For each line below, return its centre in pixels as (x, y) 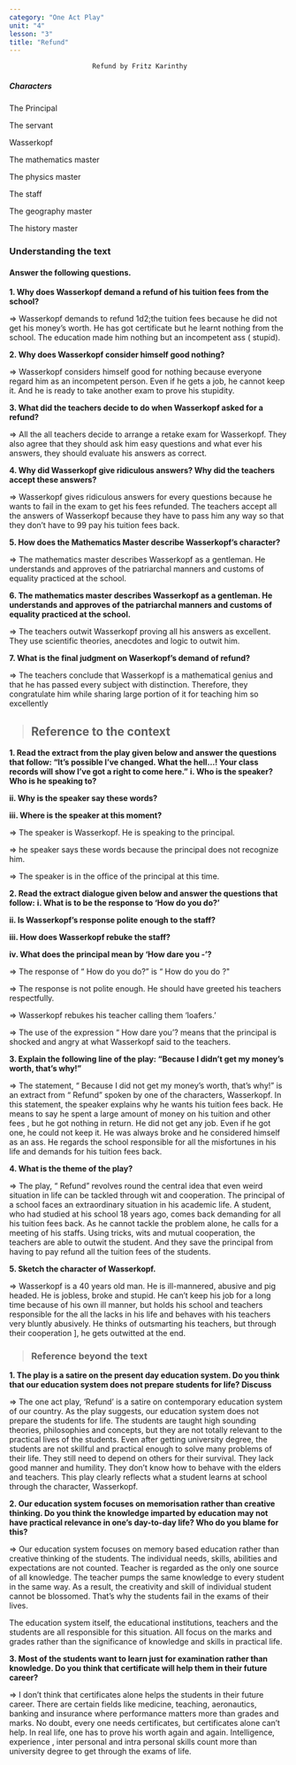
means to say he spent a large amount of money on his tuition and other (140, 1114)
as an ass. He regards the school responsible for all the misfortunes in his (143, 1142)
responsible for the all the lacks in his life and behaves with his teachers (140, 1314)
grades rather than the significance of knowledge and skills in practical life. (146, 1642)
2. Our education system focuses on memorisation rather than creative (142, 1504)
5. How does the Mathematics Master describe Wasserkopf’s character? (145, 542)
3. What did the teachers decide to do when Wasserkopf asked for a (136, 408)
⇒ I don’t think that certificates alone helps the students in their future (137, 1695)
